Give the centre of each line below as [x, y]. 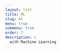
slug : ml [14, 19]
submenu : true [20, 28]
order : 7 [14, 33]
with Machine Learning [33, 42]
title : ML [15, 14]
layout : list [19, 10]
